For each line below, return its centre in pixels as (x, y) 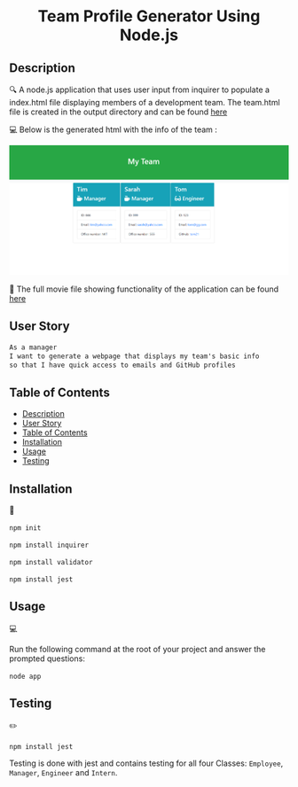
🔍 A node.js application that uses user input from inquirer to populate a (140, 90)
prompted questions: (47, 658)
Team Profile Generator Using (149, 16)
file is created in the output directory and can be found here (118, 112)
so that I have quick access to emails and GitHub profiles (123, 365)
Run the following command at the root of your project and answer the (137, 649)
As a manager (33, 347)
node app (25, 676)
